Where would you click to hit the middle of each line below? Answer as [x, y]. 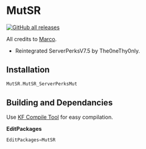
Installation [28, 70]
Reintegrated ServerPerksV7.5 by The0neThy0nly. [78, 51]
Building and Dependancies [60, 103]
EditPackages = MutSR [31, 140]
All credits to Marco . [32, 39]
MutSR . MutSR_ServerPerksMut [42, 84]
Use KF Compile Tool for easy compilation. [60, 117]
